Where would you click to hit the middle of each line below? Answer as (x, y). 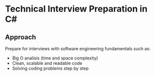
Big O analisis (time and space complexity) (55, 58)
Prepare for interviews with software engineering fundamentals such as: (78, 49)
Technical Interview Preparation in (76, 9)
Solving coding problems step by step (50, 68)
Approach (21, 37)
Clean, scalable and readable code (47, 63)
